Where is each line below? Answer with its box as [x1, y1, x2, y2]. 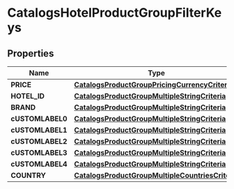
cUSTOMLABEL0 [10, 114, 68, 123]
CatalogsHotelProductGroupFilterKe [7, 5, 222, 21]
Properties [7, 47, 54, 59]
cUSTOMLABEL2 [10, 137, 68, 146]
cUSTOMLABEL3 [10, 148, 68, 158]
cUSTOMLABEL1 [10, 126, 68, 135]
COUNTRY [10, 171, 47, 180]
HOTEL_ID [10, 91, 45, 100]
